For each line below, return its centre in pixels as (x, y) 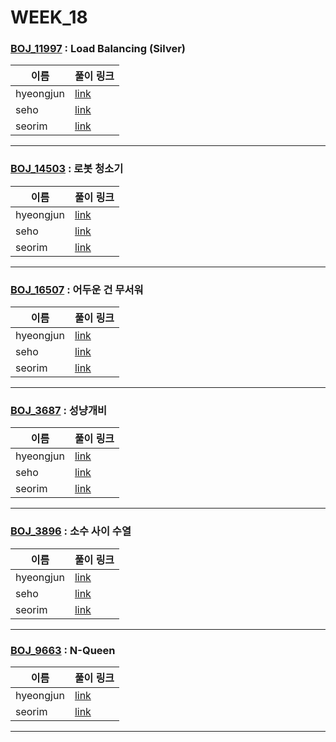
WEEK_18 (49, 17)
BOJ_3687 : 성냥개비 (58, 410)
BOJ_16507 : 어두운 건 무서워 (77, 289)
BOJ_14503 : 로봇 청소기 (67, 169)
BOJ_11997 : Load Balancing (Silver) (98, 49)
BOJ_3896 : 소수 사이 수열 (71, 531)
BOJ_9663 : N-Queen (63, 650)
